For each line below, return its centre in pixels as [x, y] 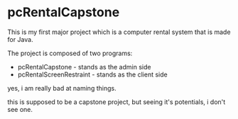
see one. [20, 109]
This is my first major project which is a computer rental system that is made [119, 32]
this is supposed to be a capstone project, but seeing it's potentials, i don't [117, 102]
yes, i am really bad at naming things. [62, 88]
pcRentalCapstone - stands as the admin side [84, 67]
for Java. [20, 39]
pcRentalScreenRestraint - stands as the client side [93, 74]
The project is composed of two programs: [70, 53]
